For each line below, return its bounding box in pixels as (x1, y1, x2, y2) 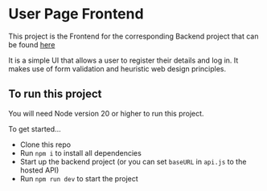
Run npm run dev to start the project (19, 173, 138, 183)
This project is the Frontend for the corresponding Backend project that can (8, 31, 259, 41)
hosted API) (19, 165, 60, 175)
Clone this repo (19, 140, 71, 149)
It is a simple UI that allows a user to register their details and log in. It (8, 55, 239, 65)
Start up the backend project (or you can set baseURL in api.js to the (19, 156, 247, 166)
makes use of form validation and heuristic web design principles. (8, 63, 227, 73)
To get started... (8, 124, 62, 133)
